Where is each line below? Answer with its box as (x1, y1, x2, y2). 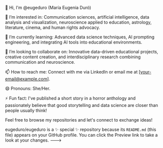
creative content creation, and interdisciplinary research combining (5, 54, 141, 60)
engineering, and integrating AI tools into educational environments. (5, 39, 142, 45)
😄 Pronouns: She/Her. (5, 86, 51, 91)
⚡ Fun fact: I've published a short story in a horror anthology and (5, 96, 136, 101)
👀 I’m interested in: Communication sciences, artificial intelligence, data (5, 14, 150, 20)
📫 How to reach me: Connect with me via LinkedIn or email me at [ (5, 69, 141, 74)
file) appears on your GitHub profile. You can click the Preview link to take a (5, 132, 158, 138)
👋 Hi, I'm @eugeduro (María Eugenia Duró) (5, 5, 91, 10)
